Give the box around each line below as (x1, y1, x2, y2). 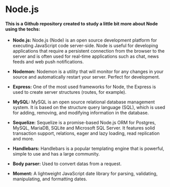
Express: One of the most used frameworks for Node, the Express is (12, 84, 156, 90)
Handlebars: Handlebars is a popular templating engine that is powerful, (12, 145, 164, 152)
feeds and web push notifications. (12, 59, 84, 65)
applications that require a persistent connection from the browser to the (12, 48, 165, 54)
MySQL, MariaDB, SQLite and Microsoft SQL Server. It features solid (12, 125, 155, 131)
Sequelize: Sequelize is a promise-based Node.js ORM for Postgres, (12, 120, 156, 126)
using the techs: (5, 26, 41, 32)
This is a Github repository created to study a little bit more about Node (5, 20, 158, 26)
